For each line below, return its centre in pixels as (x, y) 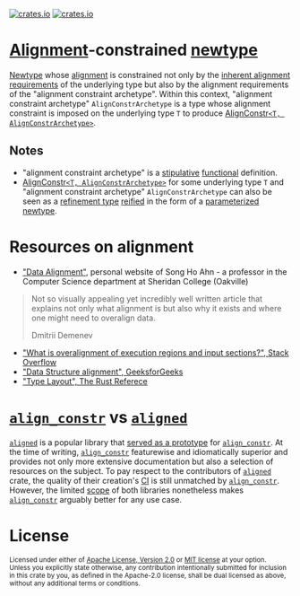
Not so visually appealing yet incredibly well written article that (146, 298)
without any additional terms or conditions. (75, 583)
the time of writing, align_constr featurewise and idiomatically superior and (149, 451)
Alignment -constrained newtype (133, 50)
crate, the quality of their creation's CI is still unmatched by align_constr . (145, 480)
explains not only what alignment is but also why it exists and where (156, 308)
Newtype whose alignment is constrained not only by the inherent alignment (150, 74)
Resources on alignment (102, 246)
